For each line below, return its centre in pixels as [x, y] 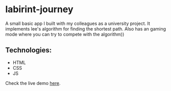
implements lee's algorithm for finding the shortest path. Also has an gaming [86, 28]
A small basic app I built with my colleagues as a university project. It [78, 23]
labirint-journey [39, 9]
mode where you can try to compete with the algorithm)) [65, 34]
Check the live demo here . [33, 83]
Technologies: [29, 50]
